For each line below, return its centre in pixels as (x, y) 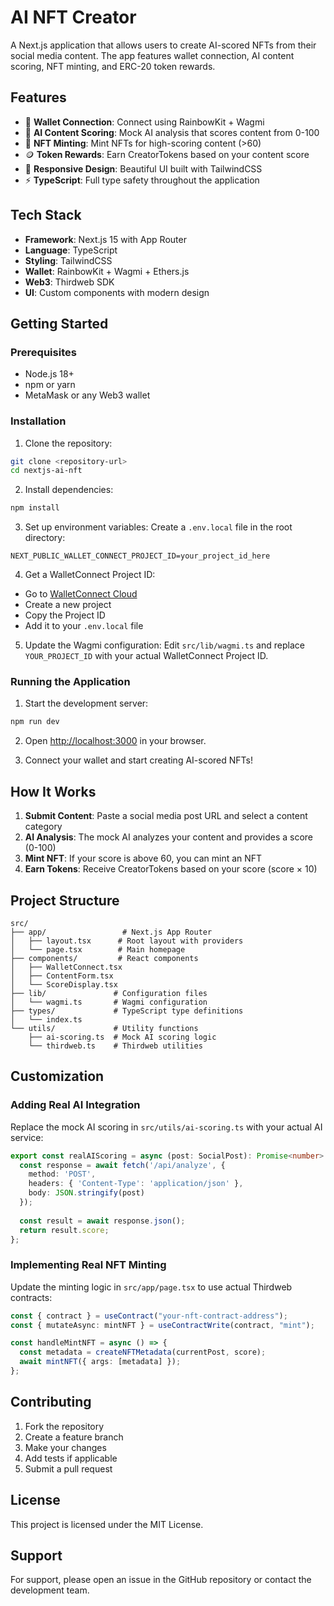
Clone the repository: (68, 443)
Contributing (51, 1402)
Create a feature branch (74, 1437)
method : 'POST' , (62, 1174)
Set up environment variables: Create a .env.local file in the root (158, 527)
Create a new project (68, 605)
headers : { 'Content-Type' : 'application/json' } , (136, 1184)
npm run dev (35, 722)
